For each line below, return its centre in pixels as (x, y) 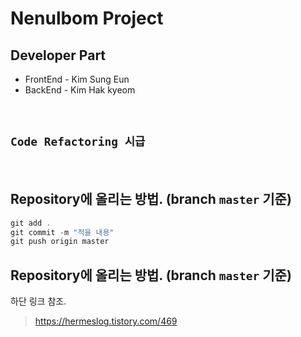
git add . (31, 223)
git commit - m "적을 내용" (62, 232)
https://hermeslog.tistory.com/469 (106, 321)
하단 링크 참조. (38, 301)
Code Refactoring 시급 (78, 142)
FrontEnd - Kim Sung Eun (77, 79)
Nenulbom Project (87, 18)
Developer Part (58, 55)
